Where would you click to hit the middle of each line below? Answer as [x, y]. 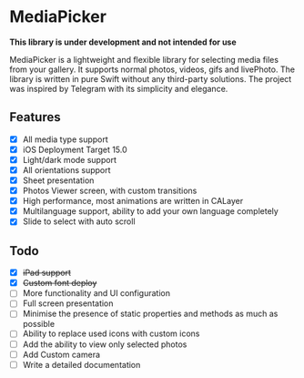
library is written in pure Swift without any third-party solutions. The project [151, 78]
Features [35, 117]
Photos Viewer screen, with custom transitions [110, 191]
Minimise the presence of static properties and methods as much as [150, 314]
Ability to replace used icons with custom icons [111, 333]
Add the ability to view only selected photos [105, 344]
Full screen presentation [68, 303]
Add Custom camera [61, 354]
